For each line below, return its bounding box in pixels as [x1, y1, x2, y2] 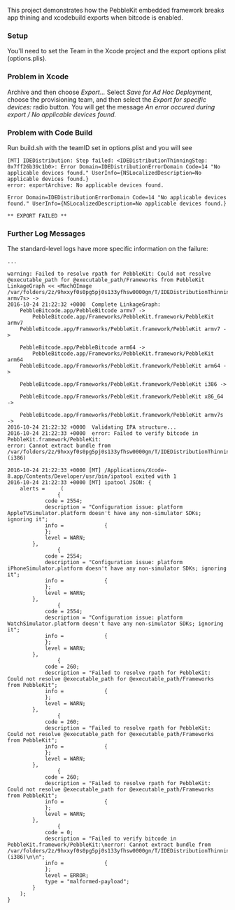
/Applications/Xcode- [104, 467, 168, 474]
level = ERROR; [44, 872, 90, 879]
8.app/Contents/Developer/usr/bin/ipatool [7, 473, 133, 480]
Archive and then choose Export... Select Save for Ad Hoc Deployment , [7, 88, 213, 96]
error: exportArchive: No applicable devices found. [7, 182, 164, 189]
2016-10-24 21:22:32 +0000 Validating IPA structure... [7, 424, 177, 431]
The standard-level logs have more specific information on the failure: [7, 245, 208, 253]
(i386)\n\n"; [7, 854, 45, 861]
